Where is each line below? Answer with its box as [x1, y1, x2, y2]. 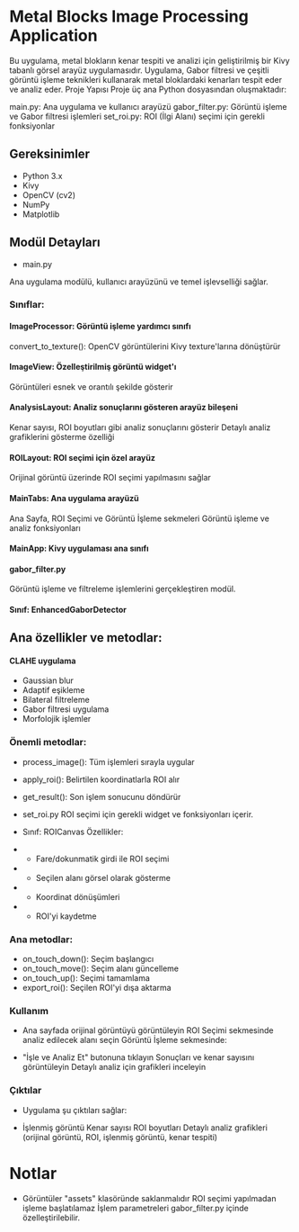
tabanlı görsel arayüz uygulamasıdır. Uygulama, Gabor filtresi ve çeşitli [9, 65, 269, 76]
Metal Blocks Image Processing [9, 6, 249, 27]
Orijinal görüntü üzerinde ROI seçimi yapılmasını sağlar [9, 472, 211, 483]
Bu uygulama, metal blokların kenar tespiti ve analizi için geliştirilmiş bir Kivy [9, 55, 290, 66]
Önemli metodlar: [9, 736, 87, 749]
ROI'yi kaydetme [35, 911, 97, 922]
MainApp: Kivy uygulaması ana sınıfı [9, 543, 150, 554]
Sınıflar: [9, 299, 45, 311]
